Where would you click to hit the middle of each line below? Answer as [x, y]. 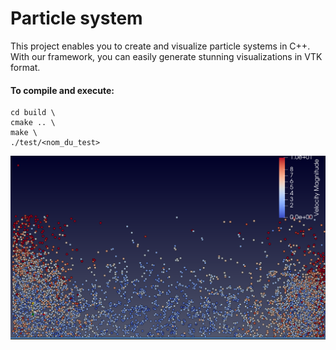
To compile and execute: [62, 90]
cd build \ [33, 113]
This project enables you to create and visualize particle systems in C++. [160, 46]
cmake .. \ [33, 123]
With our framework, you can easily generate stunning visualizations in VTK [166, 56]
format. [25, 67]
